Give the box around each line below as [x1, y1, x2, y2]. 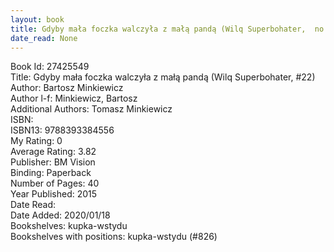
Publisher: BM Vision [10, 156, 96, 168]
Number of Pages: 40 [10, 177, 100, 190]
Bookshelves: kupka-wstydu [10, 220, 128, 232]
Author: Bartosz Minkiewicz [10, 82, 124, 94]
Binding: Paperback [10, 167, 92, 179]
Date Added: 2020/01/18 [10, 209, 111, 221]
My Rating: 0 [10, 135, 63, 147]
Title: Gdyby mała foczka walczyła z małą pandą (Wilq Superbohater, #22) [10, 71, 316, 83]
